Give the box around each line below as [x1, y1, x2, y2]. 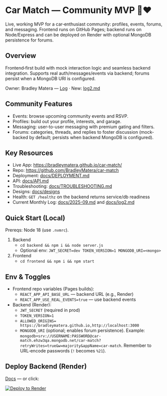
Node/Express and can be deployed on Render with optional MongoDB [5, 32, 151, 38]
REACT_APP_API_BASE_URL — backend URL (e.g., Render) [20, 291, 134, 297]
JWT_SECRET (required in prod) [20, 307, 80, 313]
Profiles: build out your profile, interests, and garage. [12, 118, 122, 124]
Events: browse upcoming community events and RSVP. [12, 113, 129, 119]
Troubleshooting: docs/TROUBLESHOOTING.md [12, 183, 112, 189]
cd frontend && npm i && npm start [20, 259, 94, 264]
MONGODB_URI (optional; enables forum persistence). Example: [20, 327, 145, 333]
